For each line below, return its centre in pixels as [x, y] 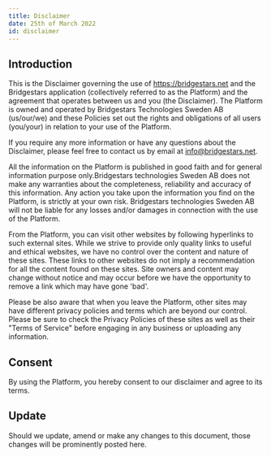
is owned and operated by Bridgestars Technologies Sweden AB [116, 110]
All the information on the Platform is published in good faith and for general [135, 167]
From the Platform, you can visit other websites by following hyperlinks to [131, 235]
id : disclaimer [34, 31]
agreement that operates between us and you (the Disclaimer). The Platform [136, 101]
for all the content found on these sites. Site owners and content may [124, 269]
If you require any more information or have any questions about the [123, 142]
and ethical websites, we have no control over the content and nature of [129, 252]
